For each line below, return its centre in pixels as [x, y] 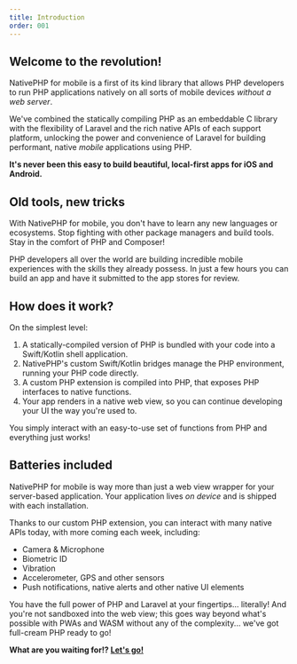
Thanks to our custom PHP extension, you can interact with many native [141, 522]
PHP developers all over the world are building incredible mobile [126, 259]
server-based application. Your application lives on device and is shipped [143, 496]
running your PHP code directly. [80, 373]
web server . [31, 102]
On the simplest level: [49, 327]
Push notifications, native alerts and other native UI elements [133, 587]
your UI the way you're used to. [79, 410]
